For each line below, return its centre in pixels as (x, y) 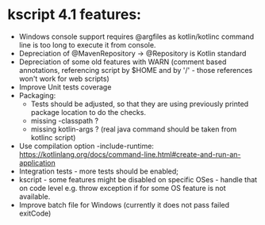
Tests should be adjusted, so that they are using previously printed (140, 104)
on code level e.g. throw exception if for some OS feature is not (123, 188)
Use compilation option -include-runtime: (86, 146)
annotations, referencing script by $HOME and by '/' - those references (136, 70)
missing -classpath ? (65, 120)
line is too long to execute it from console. (87, 44)
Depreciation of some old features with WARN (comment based (123, 62)
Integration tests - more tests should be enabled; (99, 171)
